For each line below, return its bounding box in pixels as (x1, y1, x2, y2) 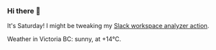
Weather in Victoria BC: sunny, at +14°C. (7, 35, 122, 43)
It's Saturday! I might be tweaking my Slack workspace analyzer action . (7, 22, 210, 30)
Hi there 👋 (7, 6, 41, 16)
